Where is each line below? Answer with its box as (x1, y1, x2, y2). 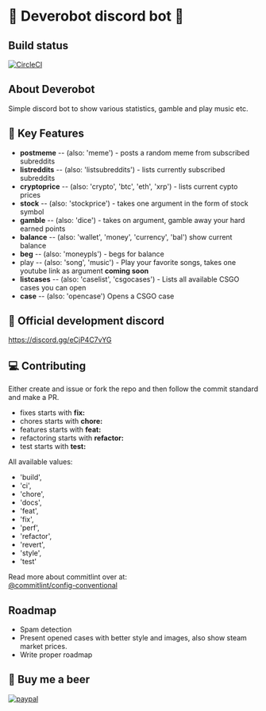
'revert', (19, 540, 45, 550)
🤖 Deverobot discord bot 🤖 (8, 7, 184, 25)
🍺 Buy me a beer (8, 673, 90, 686)
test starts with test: (19, 442, 87, 452)
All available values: (8, 457, 73, 467)
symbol (19, 206, 44, 217)
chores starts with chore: (19, 417, 103, 426)
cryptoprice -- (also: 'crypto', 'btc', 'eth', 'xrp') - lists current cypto (19, 182, 238, 191)
